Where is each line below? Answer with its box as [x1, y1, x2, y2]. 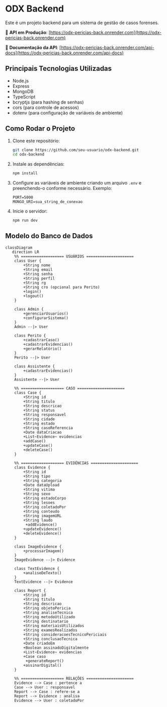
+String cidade [23, 417, 55, 422]
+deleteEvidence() [23, 531, 62, 536]
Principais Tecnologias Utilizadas [5, 64, 112, 73]
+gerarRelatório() [23, 346, 62, 351]
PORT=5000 [12, 195, 34, 200]
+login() [23, 289, 42, 294]
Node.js [12, 77, 29, 83]
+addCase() [23, 438, 46, 444]
